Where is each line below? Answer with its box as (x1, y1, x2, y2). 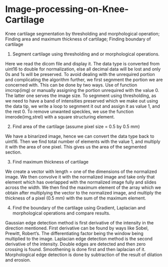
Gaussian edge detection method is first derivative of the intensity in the (5, 219, 154, 225)
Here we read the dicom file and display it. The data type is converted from (5, 60, 160, 66)
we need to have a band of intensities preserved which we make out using (5, 97, 158, 103)
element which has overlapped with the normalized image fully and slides (5, 179, 156, 185)
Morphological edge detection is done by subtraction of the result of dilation (5, 251, 162, 257)
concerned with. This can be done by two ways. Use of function (5, 81, 137, 88)
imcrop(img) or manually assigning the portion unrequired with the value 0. (5, 87, 159, 93)
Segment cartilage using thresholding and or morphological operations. (12, 51, 160, 57)
